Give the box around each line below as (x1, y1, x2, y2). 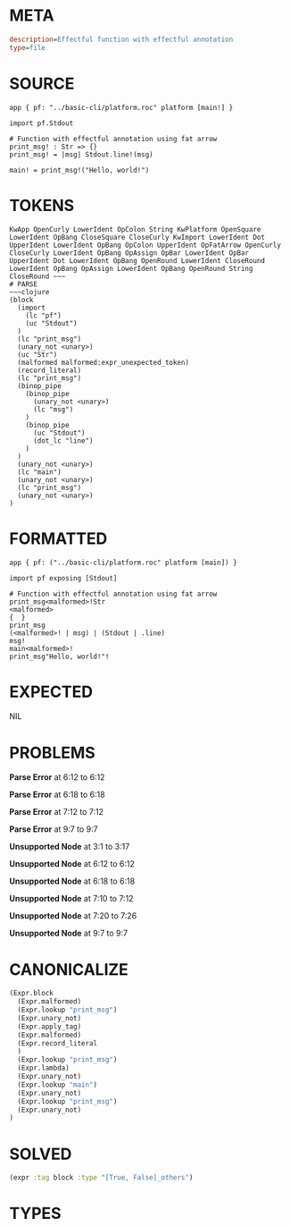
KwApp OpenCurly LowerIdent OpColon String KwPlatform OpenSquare (9, 224, 261, 233)
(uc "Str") (17, 350, 58, 359)
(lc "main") (17, 467, 62, 477)
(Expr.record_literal (17, 1038, 98, 1047)
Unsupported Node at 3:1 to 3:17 (9, 842, 130, 852)
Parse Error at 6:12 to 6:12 (9, 772, 105, 783)
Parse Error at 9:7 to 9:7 (9, 824, 98, 834)
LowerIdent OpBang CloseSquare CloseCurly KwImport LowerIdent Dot (9, 233, 266, 241)
